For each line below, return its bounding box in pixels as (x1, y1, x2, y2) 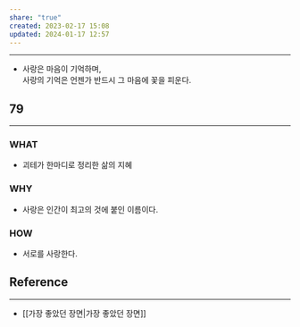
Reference (9, 274, 69, 290)
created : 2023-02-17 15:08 (9, 21, 110, 30)
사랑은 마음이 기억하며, (21, 63, 102, 74)
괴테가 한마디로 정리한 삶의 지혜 (21, 160, 132, 171)
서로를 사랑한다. (21, 248, 78, 259)
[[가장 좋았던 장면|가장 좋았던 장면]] (21, 307, 146, 318)
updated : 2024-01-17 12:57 (9, 29, 110, 38)
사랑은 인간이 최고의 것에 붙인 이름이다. (21, 204, 159, 214)
